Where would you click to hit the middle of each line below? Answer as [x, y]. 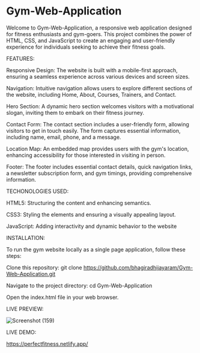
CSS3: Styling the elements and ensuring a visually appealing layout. [91, 214]
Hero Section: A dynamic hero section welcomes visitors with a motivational [100, 106]
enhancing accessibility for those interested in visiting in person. [86, 155]
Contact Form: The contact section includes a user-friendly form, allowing [98, 124]
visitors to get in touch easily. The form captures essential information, [93, 130]
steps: [14, 256]
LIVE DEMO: [21, 332]
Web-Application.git [31, 274]
